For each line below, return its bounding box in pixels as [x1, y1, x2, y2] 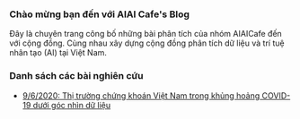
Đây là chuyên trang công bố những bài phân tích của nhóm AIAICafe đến [9, 29, 283, 39]
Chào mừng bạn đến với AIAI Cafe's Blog [9, 8, 190, 21]
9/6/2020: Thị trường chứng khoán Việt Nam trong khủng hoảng [22, 89, 260, 101]
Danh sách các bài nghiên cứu [9, 70, 144, 82]
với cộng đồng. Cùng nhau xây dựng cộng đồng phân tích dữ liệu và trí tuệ [9, 38, 285, 48]
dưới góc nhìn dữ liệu [32, 99, 111, 110]
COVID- [261, 89, 291, 101]
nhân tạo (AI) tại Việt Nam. [9, 47, 108, 58]
